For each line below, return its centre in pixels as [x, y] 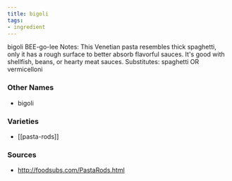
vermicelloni [25, 69]
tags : [15, 20]
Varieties [23, 121]
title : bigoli [28, 14]
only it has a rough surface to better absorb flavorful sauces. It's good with [116, 54]
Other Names [31, 87]
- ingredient [26, 27]
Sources [22, 154]
